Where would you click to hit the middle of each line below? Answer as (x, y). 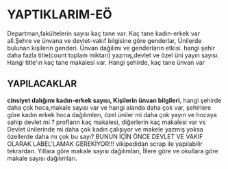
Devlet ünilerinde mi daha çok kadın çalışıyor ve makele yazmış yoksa (105, 129)
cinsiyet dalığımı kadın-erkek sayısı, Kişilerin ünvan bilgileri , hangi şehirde (114, 100)
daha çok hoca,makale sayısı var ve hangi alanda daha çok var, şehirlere (109, 107)
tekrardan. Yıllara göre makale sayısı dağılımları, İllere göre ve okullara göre (113, 151)
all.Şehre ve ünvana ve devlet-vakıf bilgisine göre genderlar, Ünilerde (104, 40)
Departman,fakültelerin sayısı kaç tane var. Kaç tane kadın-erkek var (104, 33)
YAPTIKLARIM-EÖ (60, 15)
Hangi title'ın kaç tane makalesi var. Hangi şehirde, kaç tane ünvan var (106, 62)
